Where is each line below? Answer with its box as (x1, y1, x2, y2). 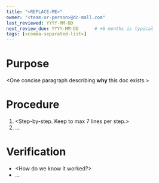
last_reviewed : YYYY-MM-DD (6, 20, 74, 26)
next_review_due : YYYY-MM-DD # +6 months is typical (6, 25, 154, 32)
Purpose (6, 57, 50, 71)
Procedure (6, 98, 60, 112)
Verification (6, 145, 66, 159)
